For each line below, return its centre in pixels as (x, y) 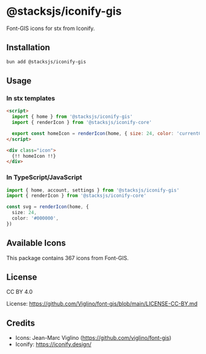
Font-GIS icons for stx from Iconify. (51, 28)
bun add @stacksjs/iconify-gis (46, 62)
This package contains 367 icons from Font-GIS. (67, 258)
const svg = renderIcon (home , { (48, 207)
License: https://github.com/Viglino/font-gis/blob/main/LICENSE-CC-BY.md (102, 304)
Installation (28, 48)
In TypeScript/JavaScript (44, 177)
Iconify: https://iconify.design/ (53, 344)
